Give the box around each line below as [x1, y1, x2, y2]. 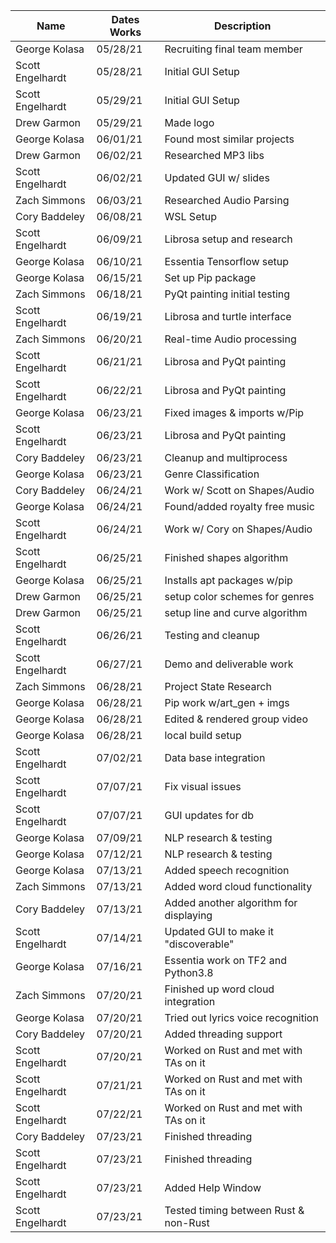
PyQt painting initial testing [164, 287, 291, 301]
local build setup [164, 729, 242, 742]
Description [214, 19, 272, 33]
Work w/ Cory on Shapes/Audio [164, 522, 313, 536]
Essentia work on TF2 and [164, 954, 287, 967]
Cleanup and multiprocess [164, 451, 288, 464]
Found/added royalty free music [164, 500, 315, 513]
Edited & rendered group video [164, 712, 309, 726]
